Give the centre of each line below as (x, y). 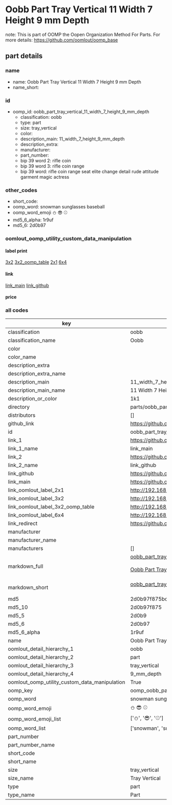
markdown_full (26, 566)
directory (19, 407)
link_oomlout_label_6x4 (36, 515)
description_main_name (37, 390)
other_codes (21, 190)
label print (16, 251)
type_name (21, 795)
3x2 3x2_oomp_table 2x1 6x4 (36, 262)
